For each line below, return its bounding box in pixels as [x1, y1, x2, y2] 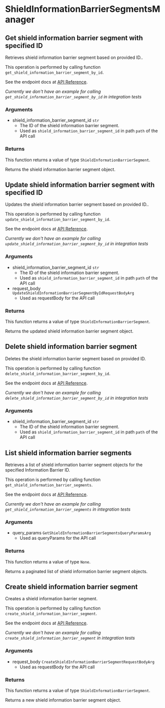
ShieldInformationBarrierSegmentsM [5, 3, 161, 15]
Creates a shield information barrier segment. [5, 596, 98, 602]
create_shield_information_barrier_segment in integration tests [5, 635, 135, 641]
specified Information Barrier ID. [5, 467, 71, 473]
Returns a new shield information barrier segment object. [5, 697, 122, 703]
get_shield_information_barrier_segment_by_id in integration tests [5, 94, 142, 99]
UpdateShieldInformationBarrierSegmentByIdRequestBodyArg [12, 290, 134, 295]
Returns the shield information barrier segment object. [5, 166, 116, 172]
